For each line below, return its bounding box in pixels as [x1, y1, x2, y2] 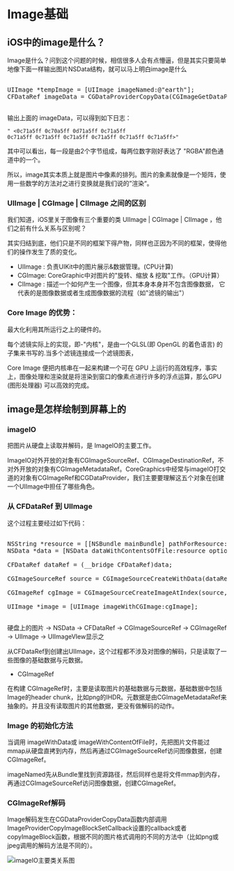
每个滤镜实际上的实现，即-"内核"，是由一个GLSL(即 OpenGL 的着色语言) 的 [7, 340, 223, 348]
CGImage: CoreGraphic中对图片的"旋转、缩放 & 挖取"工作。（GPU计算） [17, 271, 224, 280]
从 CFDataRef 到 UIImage [7, 502, 93, 512]
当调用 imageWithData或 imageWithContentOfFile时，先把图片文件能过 [7, 738, 210, 746]
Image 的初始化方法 [7, 720, 74, 730]
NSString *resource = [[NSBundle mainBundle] [7, 539, 166, 548]
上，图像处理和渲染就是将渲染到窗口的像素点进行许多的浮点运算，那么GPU [7, 372, 221, 380]
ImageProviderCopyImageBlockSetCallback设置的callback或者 [7, 824, 187, 833]
